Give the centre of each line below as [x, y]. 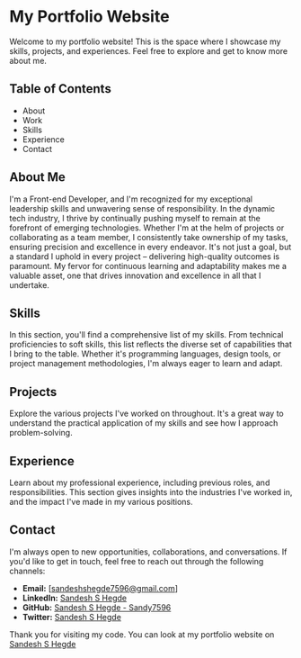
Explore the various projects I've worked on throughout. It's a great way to [147, 414]
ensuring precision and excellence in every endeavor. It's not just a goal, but [150, 247]
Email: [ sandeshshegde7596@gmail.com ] [100, 588]
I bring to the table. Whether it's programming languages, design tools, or [145, 354]
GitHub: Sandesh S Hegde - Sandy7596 [97, 607]
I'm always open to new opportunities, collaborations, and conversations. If [148, 552]
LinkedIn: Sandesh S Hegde [75, 598]
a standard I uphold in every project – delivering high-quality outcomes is [145, 256]
